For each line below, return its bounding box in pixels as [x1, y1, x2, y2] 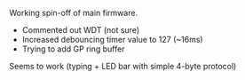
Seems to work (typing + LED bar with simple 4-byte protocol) [9, 61, 237, 71]
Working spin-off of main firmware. [9, 8, 138, 18]
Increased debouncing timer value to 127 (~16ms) [21, 35, 203, 44]
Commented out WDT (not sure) [21, 25, 140, 35]
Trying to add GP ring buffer [21, 44, 125, 54]
